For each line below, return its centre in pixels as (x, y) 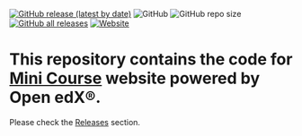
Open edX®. (55, 98)
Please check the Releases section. (75, 122)
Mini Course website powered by (135, 78)
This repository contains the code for (151, 59)
